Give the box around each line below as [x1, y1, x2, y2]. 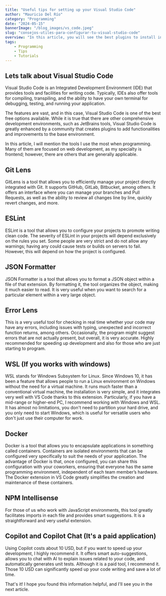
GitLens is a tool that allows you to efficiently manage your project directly [5, 179, 156, 185]
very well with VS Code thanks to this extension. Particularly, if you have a [5, 394, 156, 400]
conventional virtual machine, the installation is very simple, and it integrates [5, 389, 161, 395]
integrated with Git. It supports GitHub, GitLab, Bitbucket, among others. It [5, 184, 156, 190]
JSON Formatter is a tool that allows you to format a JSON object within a [5, 276, 155, 282]
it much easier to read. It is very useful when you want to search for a [5, 286, 147, 292]
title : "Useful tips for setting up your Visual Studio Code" [5, 7, 136, 12]
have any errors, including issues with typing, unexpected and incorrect [5, 325, 152, 330]
